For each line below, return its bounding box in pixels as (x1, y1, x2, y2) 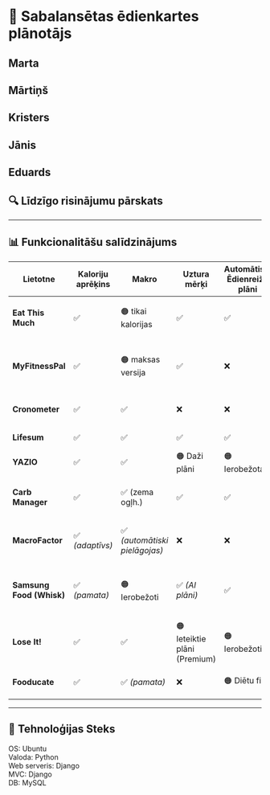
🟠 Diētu (223, 675, 255, 686)
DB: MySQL (8, 777, 47, 787)
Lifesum (12, 432, 44, 443)
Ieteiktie (176, 633, 207, 644)
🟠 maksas (120, 354, 161, 365)
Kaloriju (77, 268, 108, 280)
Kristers (8, 111, 50, 125)
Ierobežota (223, 463, 265, 474)
